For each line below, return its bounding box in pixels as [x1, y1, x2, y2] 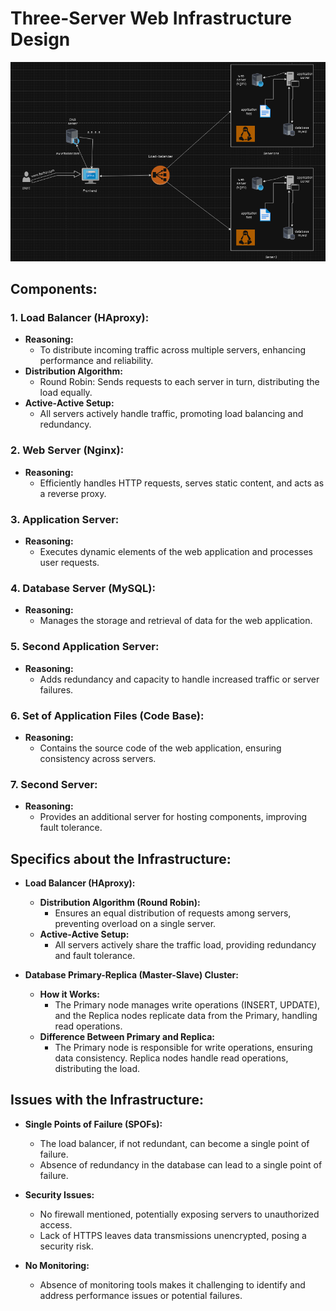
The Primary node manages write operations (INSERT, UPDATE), [54, 999, 321, 1011]
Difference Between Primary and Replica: [39, 1031, 215, 1042]
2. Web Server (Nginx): [10, 443, 125, 457]
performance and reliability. [39, 355, 154, 367]
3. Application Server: [10, 512, 120, 526]
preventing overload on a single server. [54, 918, 217, 929]
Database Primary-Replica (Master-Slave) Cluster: [24, 969, 239, 981]
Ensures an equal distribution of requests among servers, [54, 907, 292, 919]
